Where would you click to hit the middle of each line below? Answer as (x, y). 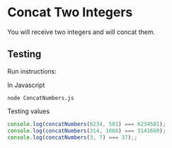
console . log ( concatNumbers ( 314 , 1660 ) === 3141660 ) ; (87, 131)
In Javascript (26, 85)
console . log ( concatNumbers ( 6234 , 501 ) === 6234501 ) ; (87, 124)
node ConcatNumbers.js (41, 98)
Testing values (29, 111)
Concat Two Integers (70, 12)
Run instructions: (32, 71)
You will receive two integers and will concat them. (81, 32)
